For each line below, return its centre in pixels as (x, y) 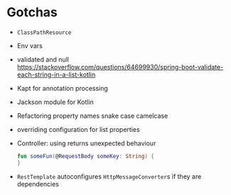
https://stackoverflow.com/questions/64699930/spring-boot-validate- (120, 67)
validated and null (43, 59)
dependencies (38, 184)
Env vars (30, 45)
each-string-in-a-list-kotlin (56, 74)
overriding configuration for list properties (78, 129)
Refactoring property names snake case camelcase (92, 116)
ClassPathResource (44, 33)
